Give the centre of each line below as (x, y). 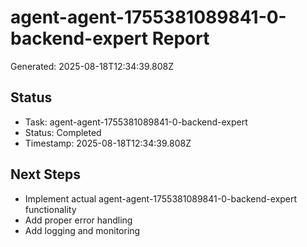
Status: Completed (63, 132)
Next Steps (45, 174)
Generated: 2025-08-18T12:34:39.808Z (92, 66)
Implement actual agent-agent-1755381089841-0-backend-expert (161, 198)
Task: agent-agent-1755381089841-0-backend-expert (136, 122)
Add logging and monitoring (82, 230)
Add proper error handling (78, 220)
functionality (50, 209)
